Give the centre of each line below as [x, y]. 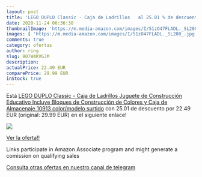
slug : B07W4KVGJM [28, 56]
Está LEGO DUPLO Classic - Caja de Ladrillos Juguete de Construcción [94, 96]
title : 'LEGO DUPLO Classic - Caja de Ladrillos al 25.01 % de [90, 17]
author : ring [23, 51]
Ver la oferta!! [23, 138]
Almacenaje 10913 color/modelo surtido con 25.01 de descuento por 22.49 [99, 109]
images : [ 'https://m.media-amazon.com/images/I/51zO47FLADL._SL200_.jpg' [102, 34]
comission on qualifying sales [43, 156]
